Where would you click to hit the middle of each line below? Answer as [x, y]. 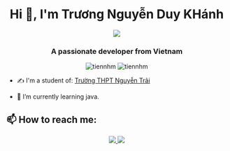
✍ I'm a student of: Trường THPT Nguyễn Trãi [84, 80]
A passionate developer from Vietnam [117, 51]
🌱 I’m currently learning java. [58, 96]
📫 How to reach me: [52, 119]
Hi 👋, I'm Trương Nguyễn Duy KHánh [117, 14]
